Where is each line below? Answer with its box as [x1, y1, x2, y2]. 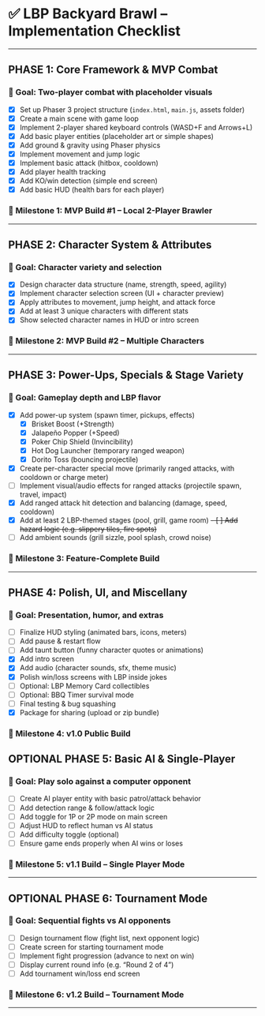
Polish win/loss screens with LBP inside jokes [19, 672, 167, 681]
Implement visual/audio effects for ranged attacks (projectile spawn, [19, 481, 242, 490]
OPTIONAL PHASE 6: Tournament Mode [8, 891, 208, 905]
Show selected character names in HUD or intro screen [19, 315, 200, 324]
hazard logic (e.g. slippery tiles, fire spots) [19, 524, 158, 534]
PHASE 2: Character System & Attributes [8, 238, 212, 251]
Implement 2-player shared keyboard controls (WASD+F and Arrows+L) [19, 122, 253, 132]
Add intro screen [19, 654, 75, 664]
